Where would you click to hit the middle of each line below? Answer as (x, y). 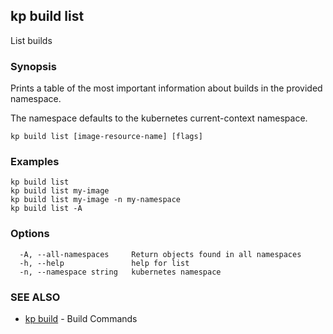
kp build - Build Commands (81, 318)
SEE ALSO (35, 297)
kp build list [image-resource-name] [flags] (106, 137)
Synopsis (33, 66)
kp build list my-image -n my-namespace (96, 200)
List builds (31, 40)
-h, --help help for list (104, 263)
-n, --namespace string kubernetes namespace (120, 272)
